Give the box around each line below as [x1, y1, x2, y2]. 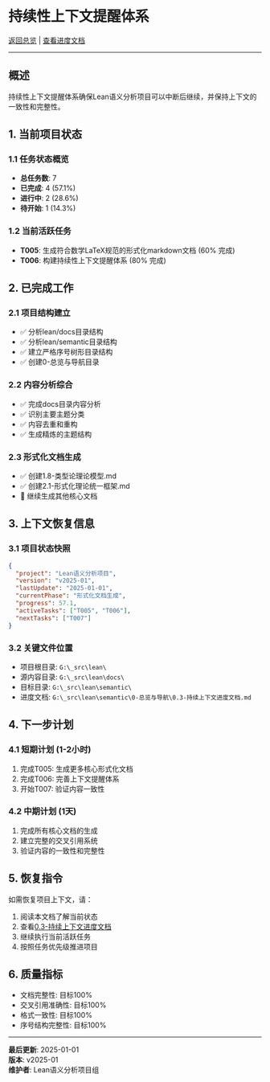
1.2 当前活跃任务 [8, 226, 72, 237]
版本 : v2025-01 [8, 1055, 59, 1065]
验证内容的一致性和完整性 [19, 846, 105, 855]
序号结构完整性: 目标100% [19, 1020, 107, 1030]
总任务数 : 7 [19, 174, 57, 183]
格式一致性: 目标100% [19, 1010, 92, 1020]
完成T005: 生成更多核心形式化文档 [19, 764, 134, 773]
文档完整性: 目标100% [19, 990, 92, 1000]
